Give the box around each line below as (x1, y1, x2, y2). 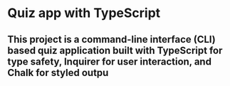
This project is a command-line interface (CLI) (7, 33, 216, 45)
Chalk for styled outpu (7, 66, 109, 79)
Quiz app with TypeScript (7, 5, 161, 21)
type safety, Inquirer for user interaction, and (7, 55, 212, 68)
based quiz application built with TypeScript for (7, 44, 223, 56)
